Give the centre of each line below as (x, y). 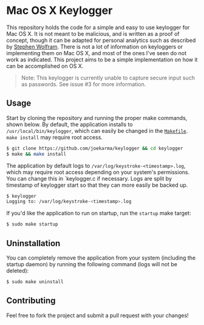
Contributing (31, 301)
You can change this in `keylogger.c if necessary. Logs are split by (89, 178)
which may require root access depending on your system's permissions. (98, 172)
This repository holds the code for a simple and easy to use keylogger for (98, 27)
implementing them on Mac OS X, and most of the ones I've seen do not (97, 53)
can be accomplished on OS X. (45, 66)
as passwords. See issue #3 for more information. (83, 84)
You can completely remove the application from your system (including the (101, 258)
